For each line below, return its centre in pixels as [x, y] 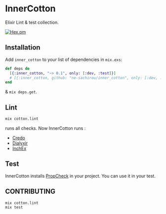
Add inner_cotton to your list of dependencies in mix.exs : [64, 59]
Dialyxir [20, 143]
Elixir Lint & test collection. [32, 22]
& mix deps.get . [21, 92]
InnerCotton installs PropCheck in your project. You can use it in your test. [80, 176]
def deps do [17, 68]
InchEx [19, 148]
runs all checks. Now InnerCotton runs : [45, 128]
